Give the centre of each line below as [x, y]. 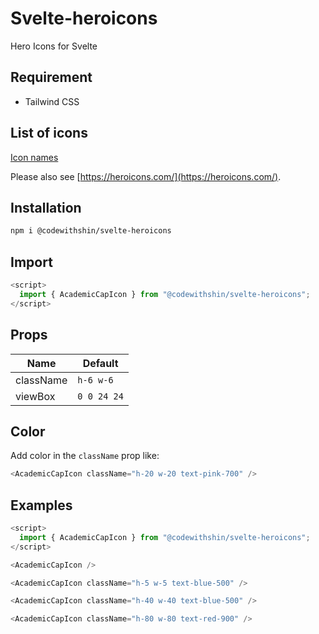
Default [100, 363]
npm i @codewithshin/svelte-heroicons [91, 231]
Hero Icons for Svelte [54, 46]
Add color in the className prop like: [85, 456]
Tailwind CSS [52, 101]
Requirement [51, 77]
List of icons [49, 133]
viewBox [35, 396]
